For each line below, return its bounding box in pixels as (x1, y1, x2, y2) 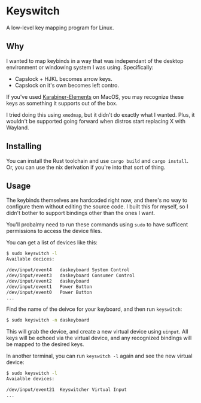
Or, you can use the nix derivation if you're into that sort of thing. (6, 163, 166, 171)
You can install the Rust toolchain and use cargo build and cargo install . (6, 157, 188, 164)
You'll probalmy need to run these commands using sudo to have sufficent (6, 221, 188, 228)
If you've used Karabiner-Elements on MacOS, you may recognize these (6, 93, 184, 100)
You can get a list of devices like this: (6, 239, 98, 246)
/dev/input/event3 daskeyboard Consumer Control (6, 272, 135, 278)
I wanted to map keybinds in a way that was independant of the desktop (6, 57, 184, 64)
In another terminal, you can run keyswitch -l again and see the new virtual (6, 352, 193, 360)
